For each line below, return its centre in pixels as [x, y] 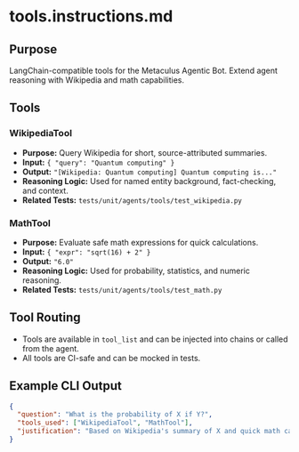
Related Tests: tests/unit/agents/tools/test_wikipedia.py [132, 200]
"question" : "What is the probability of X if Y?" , [115, 415]
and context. [45, 190]
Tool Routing [45, 318]
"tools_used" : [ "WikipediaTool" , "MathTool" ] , [105, 423]
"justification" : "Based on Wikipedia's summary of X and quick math [149, 432]
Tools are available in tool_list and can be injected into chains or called [155, 339]
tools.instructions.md [91, 16]
